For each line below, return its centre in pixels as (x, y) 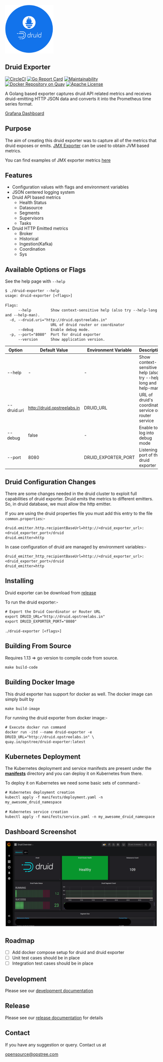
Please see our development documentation (49, 990)
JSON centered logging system (43, 192)
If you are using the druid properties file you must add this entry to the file (79, 513)
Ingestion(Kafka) (36, 244)
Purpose (18, 129)
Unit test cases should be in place (46, 958)
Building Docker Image (40, 682)
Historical (29, 239)
